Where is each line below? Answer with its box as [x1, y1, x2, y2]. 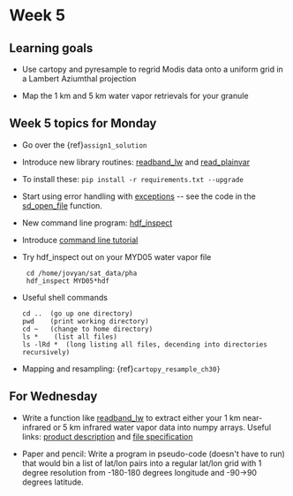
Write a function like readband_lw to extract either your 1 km [21, 412, 241, 423]
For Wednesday [9, 389, 98, 404]
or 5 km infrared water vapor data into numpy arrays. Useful [52, 422, 272, 432]
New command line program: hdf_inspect [21, 217, 173, 228]
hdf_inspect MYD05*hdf [26, 276, 110, 286]
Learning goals [9, 41, 94, 56]
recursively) [21, 347, 71, 356]
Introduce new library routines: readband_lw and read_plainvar [21, 156, 250, 167]
